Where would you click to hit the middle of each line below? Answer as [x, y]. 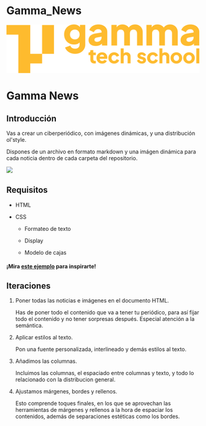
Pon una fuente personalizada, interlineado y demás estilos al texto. [101, 349]
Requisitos [27, 190]
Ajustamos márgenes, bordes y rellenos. [66, 392]
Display [34, 241]
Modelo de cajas [45, 252]
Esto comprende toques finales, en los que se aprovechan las [93, 403]
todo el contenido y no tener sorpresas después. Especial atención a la [105, 319]
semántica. [29, 325]
